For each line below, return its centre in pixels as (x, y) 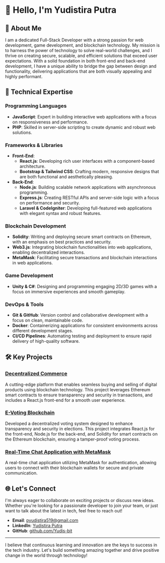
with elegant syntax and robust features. (60, 213)
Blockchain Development (36, 226)
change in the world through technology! (46, 555)
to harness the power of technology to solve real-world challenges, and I (79, 50)
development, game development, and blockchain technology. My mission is (82, 45)
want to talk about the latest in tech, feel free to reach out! (64, 510)
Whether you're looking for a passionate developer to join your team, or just (82, 505)
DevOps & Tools (25, 304)
